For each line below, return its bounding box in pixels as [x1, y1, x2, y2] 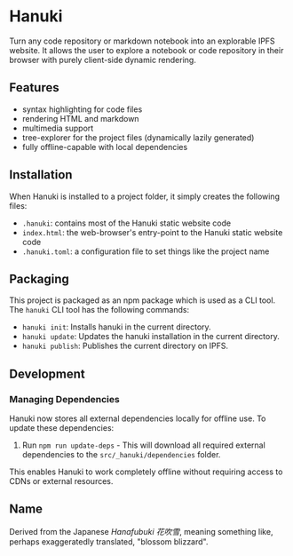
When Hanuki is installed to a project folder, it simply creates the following [9, 191, 280, 202]
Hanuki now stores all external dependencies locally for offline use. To [9, 413, 266, 424]
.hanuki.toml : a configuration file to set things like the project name [21, 246, 270, 257]
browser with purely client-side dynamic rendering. [9, 54, 197, 65]
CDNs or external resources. [9, 476, 114, 487]
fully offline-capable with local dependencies [21, 141, 188, 152]
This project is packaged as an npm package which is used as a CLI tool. [9, 295, 276, 306]
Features [9, 80, 59, 95]
